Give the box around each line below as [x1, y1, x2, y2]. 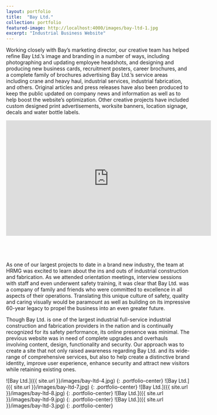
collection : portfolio [6, 19, 61, 25]
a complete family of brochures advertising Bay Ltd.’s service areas [6, 72, 168, 79]
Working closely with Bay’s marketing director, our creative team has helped [6, 46, 190, 53]
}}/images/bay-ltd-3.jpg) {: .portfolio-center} [6, 402, 113, 409]
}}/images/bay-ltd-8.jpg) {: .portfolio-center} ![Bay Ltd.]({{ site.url [6, 390, 164, 397]
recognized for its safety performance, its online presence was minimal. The [6, 329, 190, 336]
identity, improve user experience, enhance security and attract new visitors [6, 360, 190, 367]
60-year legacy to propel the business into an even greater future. [6, 305, 166, 312]
